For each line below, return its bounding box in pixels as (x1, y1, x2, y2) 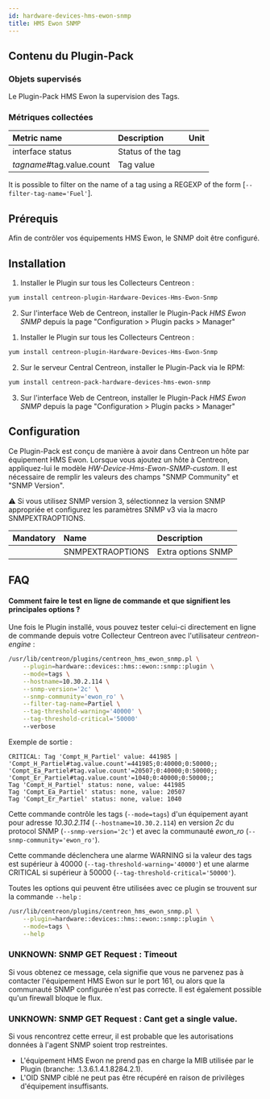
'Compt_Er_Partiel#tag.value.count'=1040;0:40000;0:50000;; (8, 773, 215, 782)
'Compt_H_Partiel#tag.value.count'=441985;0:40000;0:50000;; (8, 760, 218, 768)
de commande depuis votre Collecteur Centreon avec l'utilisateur (8, 631, 225, 641)
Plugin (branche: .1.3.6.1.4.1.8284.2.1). (19, 1064, 143, 1073)
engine (8, 639, 31, 649)
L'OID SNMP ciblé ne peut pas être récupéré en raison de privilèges (19, 1072, 245, 1082)
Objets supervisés (8, 73, 82, 85)
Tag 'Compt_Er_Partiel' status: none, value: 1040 (8, 795, 182, 803)
